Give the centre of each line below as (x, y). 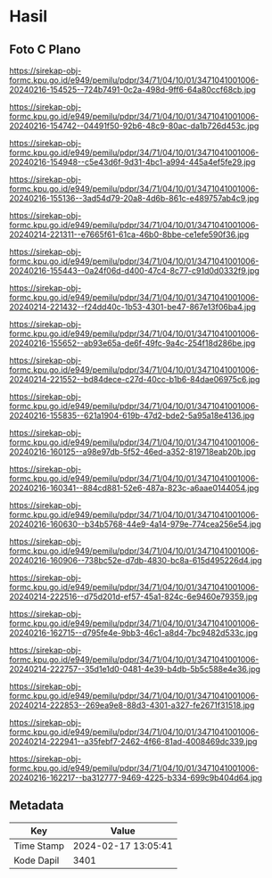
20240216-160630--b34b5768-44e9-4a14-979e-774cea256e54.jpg (135, 524)
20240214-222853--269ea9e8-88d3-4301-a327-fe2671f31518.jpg (132, 705)
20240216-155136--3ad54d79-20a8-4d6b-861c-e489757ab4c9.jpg (134, 198)
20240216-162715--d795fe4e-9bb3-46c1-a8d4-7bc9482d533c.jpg (134, 633)
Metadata (37, 805)
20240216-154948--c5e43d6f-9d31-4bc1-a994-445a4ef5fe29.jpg (132, 162)
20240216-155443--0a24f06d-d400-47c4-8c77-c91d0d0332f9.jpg (135, 271)
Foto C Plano (45, 49)
